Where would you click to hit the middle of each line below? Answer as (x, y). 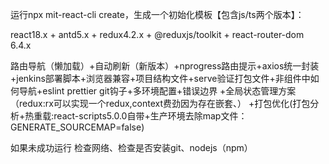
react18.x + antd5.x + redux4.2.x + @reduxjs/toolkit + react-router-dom (157, 34)
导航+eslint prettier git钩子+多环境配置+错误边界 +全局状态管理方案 (157, 91)
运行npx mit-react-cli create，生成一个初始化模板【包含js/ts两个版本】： (157, 14)
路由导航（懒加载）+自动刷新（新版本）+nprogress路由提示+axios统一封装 (165, 66)
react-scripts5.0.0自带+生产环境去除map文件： (150, 116)
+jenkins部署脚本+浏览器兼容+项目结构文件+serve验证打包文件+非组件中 (160, 78)
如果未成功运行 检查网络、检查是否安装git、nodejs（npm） (131, 147)
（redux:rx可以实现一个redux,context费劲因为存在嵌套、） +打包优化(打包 (160, 103)
